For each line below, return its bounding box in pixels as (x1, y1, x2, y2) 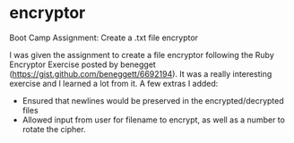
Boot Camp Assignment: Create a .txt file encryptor (9, 32, 199, 43)
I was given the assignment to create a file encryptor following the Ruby (9, 49, 275, 60)
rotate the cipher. (22, 123, 87, 134)
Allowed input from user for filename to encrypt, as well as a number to (22, 114, 285, 125)
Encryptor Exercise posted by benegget (9, 59, 157, 70)
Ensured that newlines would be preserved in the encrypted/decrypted (22, 95, 284, 105)
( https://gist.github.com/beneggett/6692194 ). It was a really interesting (9, 68, 272, 79)
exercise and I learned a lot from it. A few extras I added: (9, 78, 219, 88)
